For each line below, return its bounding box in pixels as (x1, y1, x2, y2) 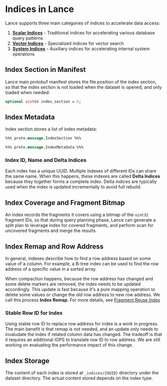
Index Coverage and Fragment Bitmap (5, 198, 125, 207)
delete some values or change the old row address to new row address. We (5, 291, 161, 298)
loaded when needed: (5, 89, 50, 95)
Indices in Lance (5, 3, 74, 15)
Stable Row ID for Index (5, 309, 63, 316)
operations (12, 51, 35, 57)
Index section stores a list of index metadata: (5, 126, 97, 132)
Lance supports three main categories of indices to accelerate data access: (5, 20, 161, 26)
